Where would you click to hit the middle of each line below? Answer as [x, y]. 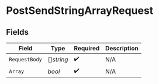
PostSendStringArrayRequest [80, 11]
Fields [18, 32]
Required [87, 48]
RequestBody [26, 59]
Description [122, 48]
